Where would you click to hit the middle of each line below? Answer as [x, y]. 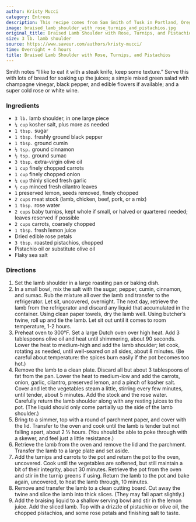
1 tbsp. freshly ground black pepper [59, 137]
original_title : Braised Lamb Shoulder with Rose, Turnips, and [86, 33]
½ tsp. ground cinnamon [44, 149]
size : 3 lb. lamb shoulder [39, 39]
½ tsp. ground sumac [41, 155]
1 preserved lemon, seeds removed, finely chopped [76, 193]
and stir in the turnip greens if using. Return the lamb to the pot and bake [102, 476]
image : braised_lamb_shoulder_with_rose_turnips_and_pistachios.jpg [91, 28]
